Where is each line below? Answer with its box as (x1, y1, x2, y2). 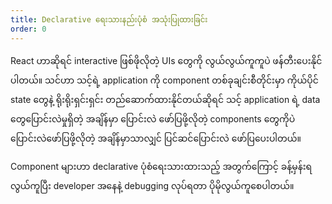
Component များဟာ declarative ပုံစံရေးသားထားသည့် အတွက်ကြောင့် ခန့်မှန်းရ (10, 160, 313, 172)
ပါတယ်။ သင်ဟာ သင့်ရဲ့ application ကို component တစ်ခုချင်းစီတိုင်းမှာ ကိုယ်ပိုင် (10, 74, 319, 86)
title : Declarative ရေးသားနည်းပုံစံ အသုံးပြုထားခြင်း (10, 14, 208, 25)
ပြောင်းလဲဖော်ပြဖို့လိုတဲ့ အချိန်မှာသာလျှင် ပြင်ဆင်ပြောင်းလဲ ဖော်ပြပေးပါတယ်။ (10, 132, 302, 144)
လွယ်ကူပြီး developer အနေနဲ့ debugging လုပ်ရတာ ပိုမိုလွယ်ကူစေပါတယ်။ (10, 179, 295, 191)
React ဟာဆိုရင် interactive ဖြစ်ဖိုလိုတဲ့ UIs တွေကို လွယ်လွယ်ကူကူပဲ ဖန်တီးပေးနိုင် (10, 54, 323, 66)
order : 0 (10, 24, 47, 34)
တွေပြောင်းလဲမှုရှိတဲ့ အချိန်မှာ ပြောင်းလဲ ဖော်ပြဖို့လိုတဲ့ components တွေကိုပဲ (10, 112, 296, 125)
